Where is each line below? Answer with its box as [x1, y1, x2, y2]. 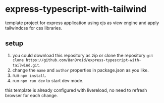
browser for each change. [5, 92, 58, 98]
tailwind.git [12, 63, 40, 68]
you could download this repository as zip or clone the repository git [12, 52, 154, 58]
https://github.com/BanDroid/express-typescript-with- [25, 58, 142, 63]
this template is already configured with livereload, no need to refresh [5, 87, 147, 93]
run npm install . [12, 72, 47, 78]
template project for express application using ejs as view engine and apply [5, 20, 160, 26]
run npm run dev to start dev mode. [12, 77, 84, 83]
